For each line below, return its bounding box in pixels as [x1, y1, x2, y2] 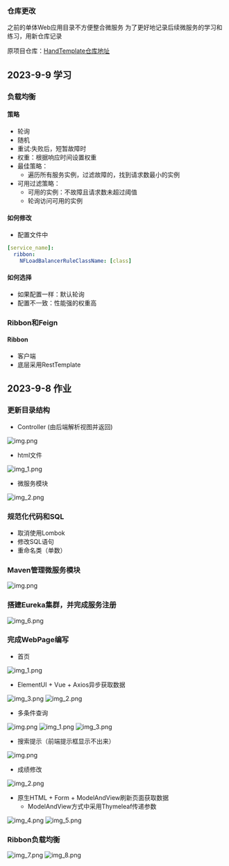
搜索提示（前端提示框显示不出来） [17, 737, 115, 745]
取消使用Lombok [17, 529, 66, 537]
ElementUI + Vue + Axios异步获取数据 [17, 680, 126, 689]
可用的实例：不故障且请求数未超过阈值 [27, 188, 137, 196]
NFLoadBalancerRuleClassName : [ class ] [19, 257, 132, 264]
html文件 [17, 451, 43, 459]
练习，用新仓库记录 [7, 32, 62, 40]
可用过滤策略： [17, 179, 60, 187]
